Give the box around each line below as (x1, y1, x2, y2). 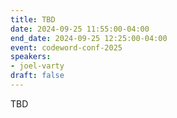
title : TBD (10, 14, 56, 25)
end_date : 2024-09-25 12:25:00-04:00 (10, 33, 168, 43)
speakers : (10, 52, 52, 62)
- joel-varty (10, 61, 65, 71)
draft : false (10, 71, 65, 81)
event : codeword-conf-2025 (10, 42, 123, 53)
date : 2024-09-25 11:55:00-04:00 (10, 24, 150, 34)
